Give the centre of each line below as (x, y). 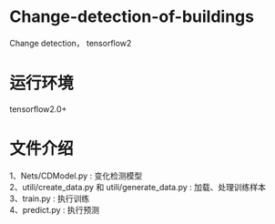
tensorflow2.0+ (38, 109)
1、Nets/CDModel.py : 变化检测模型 (76, 176)
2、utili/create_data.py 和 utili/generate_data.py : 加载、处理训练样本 (138, 187)
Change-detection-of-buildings (132, 17)
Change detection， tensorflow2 (71, 43)
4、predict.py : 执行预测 (55, 209)
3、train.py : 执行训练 (50, 199)
